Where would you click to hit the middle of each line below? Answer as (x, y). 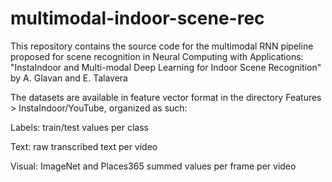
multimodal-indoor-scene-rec (137, 18)
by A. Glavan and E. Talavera (69, 78)
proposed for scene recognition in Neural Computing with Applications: (157, 56)
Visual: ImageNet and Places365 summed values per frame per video (153, 166)
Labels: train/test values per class (79, 127)
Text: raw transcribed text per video (84, 146)
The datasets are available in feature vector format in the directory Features (166, 97)
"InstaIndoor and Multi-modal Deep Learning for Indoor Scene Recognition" (166, 67)
